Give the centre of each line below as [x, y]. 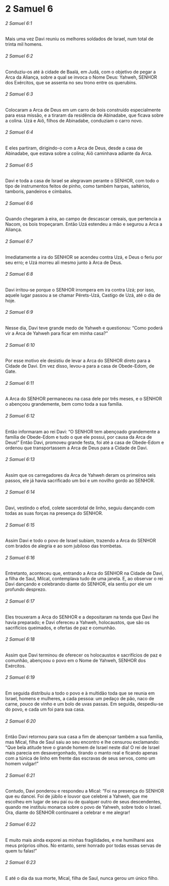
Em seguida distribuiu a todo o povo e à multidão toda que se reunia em [80, 693]
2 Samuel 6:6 [19, 203]
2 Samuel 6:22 [20, 824]
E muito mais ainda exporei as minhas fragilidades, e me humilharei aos [80, 840]
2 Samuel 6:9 [19, 312]
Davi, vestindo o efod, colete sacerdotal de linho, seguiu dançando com [80, 508]
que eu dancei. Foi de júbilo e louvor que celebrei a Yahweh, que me [76, 796]
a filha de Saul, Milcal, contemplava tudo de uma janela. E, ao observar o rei [84, 579]
